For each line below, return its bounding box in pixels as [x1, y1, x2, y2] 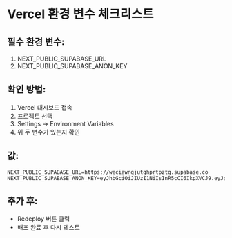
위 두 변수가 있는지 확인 [17, 128, 81, 136]
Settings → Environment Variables [17, 119, 114, 128]
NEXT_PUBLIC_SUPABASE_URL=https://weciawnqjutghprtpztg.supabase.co [7, 168, 209, 176]
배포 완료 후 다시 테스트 [17, 224, 81, 232]
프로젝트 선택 [17, 112, 53, 120]
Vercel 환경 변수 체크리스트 [7, 6, 154, 22]
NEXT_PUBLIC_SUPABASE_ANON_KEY [17, 62, 128, 70]
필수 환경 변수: [7, 36, 65, 48]
